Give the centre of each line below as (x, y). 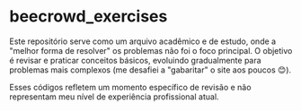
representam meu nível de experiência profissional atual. (114, 97)
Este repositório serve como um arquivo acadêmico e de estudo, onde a (143, 41)
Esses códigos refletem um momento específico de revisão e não (130, 87)
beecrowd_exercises (89, 17)
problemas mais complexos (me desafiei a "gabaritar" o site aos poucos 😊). (150, 70)
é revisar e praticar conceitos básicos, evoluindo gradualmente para (136, 60)
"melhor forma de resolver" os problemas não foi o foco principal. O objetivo (151, 50)
